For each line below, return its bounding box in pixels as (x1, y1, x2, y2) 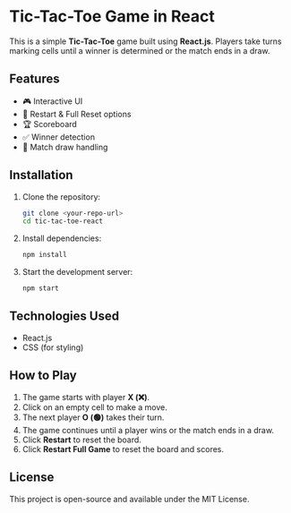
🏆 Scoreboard (21, 118, 78, 129)
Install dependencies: (21, 233, 102, 244)
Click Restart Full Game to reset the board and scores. (21, 443, 225, 454)
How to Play (9, 368, 78, 383)
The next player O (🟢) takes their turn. (21, 412, 165, 423)
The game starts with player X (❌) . (21, 391, 150, 402)
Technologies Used (9, 309, 119, 324)
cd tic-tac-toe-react (21, 217, 103, 226)
